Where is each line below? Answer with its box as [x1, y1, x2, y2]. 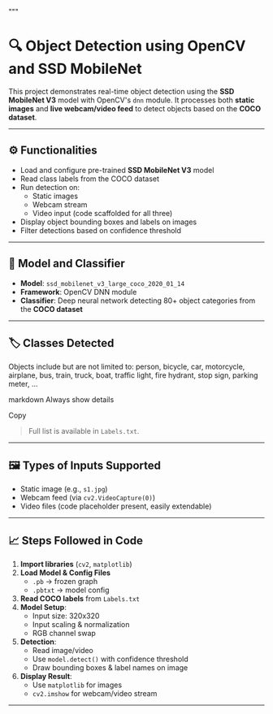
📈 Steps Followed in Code [8, 534, 144, 547]
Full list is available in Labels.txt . [28, 426, 140, 436]
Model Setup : [19, 603, 67, 612]
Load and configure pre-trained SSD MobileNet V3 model [19, 165, 214, 175]
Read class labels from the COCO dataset [19, 174, 160, 184]
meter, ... [8, 379, 38, 389]
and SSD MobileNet [8, 60, 142, 78]
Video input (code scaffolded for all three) [32, 208, 173, 218]
